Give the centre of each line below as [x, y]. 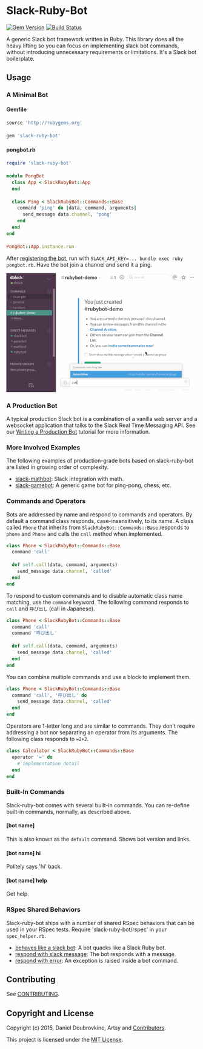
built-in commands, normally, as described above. [69, 812]
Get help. [18, 894]
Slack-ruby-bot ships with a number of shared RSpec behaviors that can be [101, 923]
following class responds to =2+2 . [48, 739]
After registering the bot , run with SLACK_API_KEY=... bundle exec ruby [95, 258]
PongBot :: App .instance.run [40, 247]
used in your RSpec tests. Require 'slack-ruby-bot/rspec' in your [87, 929]
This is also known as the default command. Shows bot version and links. [98, 839]
